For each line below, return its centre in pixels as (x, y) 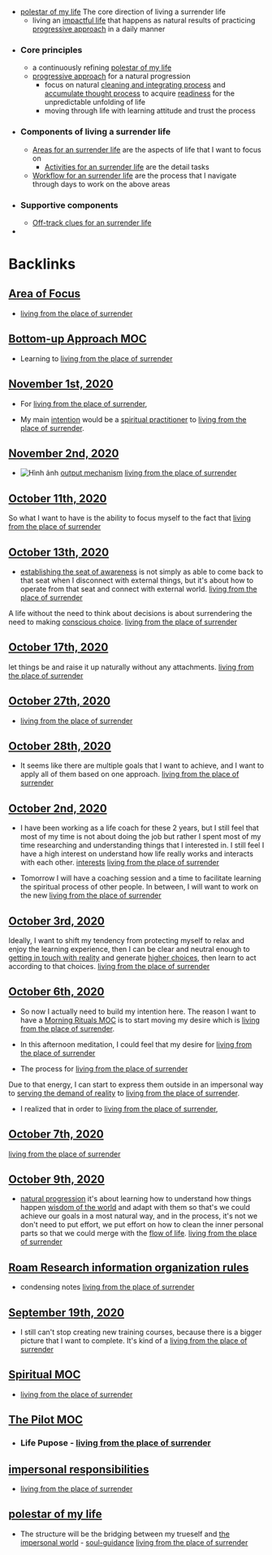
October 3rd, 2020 (57, 921)
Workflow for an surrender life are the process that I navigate (134, 175)
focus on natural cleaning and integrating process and (135, 85)
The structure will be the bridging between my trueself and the (125, 1534)
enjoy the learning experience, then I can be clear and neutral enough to (129, 950)
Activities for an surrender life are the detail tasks (127, 166)
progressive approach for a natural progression (111, 76)
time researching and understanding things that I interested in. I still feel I (142, 845)
